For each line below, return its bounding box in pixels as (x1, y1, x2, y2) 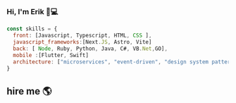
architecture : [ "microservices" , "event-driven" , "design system (13, 58, 209, 66)
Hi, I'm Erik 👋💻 (6, 6, 58, 16)
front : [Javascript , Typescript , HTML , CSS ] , (13, 32, 152, 40)
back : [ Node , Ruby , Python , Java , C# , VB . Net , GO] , (13, 45, 168, 52)
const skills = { (6, 25, 58, 32)
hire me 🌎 (6, 85, 52, 97)
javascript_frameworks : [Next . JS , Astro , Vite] (13, 39, 152, 46)
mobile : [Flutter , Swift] (13, 51, 89, 59)
